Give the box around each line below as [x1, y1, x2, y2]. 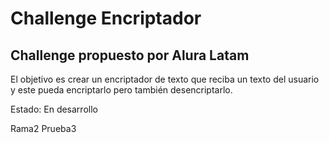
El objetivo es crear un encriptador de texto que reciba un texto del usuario [10, 73, 320, 85]
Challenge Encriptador [10, 7, 202, 30]
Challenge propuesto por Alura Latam [10, 47, 250, 64]
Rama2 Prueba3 [10, 123, 77, 134]
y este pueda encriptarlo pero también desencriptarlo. [10, 84, 233, 96]
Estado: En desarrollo [10, 103, 98, 115]
